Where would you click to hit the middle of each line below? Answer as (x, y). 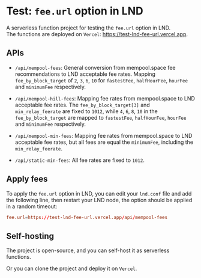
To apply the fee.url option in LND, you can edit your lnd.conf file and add (99, 193)
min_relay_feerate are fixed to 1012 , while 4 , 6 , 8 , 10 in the (86, 111)
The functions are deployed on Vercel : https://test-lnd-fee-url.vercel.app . (97, 34)
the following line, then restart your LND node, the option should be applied (99, 200)
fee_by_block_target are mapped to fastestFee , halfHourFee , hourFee (100, 117)
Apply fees (27, 179)
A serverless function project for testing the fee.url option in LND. (88, 28)
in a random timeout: (32, 206)
